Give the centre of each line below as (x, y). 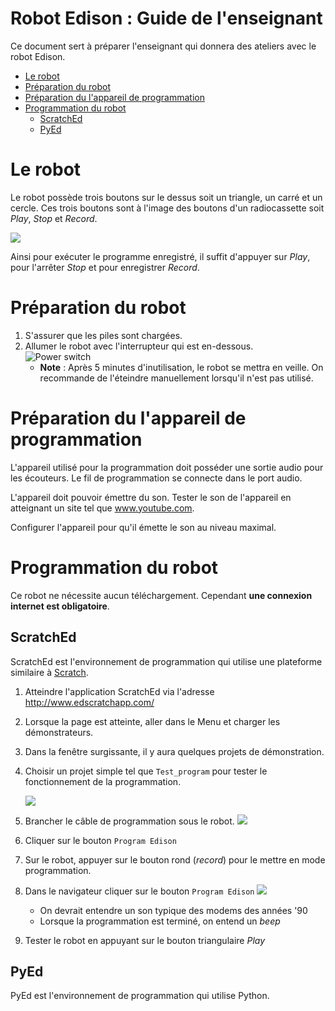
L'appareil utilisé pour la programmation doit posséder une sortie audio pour (167, 467)
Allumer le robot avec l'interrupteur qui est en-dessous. (139, 346)
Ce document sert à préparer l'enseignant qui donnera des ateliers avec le (163, 46)
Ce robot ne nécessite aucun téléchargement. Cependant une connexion (161, 595)
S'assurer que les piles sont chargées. (103, 335)
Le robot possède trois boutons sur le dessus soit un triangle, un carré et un (166, 197)
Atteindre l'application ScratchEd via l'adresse (119, 691)
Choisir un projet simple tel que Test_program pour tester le (146, 771)
